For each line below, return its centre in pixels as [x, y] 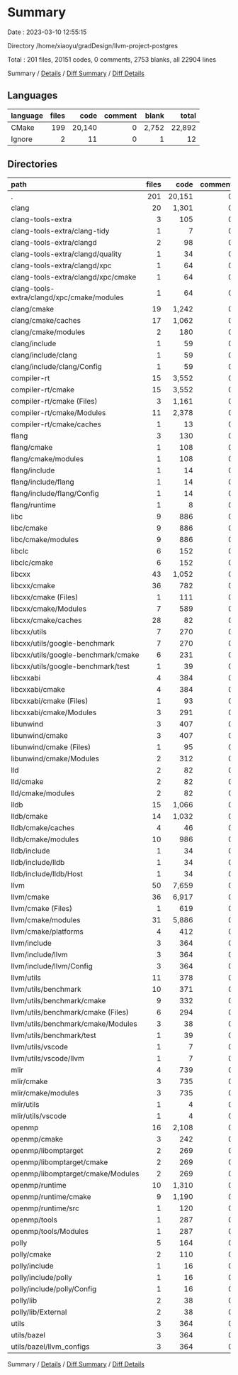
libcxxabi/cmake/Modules [54, 712]
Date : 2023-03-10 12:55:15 [47, 32]
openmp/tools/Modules [50, 1231]
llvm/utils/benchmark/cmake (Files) [70, 1012]
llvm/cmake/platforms [47, 932]
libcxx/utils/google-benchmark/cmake [75, 655]
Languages [33, 95]
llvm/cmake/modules [46, 920]
